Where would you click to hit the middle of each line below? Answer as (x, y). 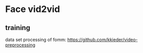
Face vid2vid (33, 9)
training (18, 28)
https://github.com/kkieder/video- (102, 39)
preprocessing (20, 45)
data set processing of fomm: (36, 39)
